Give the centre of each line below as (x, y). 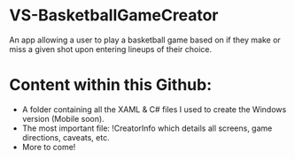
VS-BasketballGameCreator (114, 15)
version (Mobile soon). (63, 118)
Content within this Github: (111, 85)
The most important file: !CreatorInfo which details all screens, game (147, 128)
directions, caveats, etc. (66, 137)
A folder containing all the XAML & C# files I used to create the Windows (154, 109)
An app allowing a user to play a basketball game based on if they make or (145, 40)
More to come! (49, 147)
